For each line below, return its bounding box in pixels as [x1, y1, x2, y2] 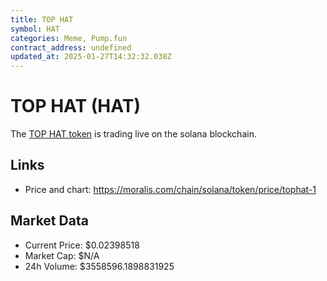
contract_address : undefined [10, 42, 132, 53]
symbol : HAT [10, 24, 60, 34]
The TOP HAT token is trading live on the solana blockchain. [10, 128, 257, 140]
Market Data [10, 212, 89, 230]
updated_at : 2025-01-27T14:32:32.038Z [10, 52, 172, 62]
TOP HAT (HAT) [10, 95, 141, 118]
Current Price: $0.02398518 [24, 239, 140, 251]
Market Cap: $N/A [24, 249, 100, 261]
